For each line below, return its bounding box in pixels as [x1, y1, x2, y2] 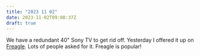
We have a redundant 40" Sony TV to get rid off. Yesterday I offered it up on [6, 37, 194, 44]
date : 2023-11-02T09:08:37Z [6, 14, 77, 20]
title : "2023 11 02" [6, 8, 58, 15]
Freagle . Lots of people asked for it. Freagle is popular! [6, 43, 142, 50]
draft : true [6, 20, 36, 26]
